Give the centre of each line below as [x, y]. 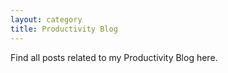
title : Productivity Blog [64, 29]
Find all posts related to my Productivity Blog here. [114, 57]
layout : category [46, 19]
